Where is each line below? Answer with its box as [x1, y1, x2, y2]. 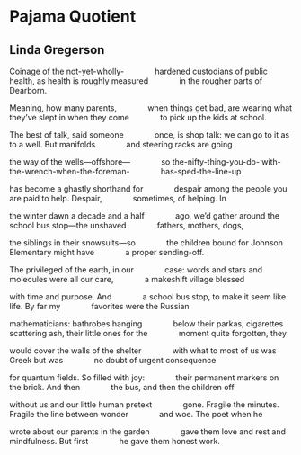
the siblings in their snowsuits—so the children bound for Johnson [9, 237, 283, 248]
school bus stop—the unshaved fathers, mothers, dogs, [9, 220, 244, 230]
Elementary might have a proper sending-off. [9, 247, 205, 257]
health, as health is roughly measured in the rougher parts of [9, 76, 263, 86]
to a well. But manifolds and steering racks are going [9, 139, 233, 149]
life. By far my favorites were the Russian [9, 301, 190, 311]
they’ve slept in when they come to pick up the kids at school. [9, 112, 267, 122]
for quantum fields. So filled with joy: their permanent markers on [9, 372, 279, 383]
